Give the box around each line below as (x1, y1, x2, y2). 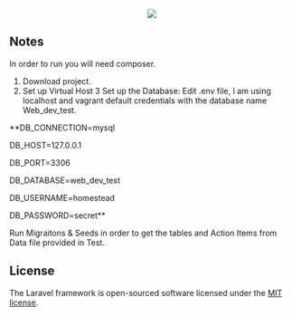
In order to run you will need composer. (9, 58, 156, 69)
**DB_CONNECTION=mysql (9, 122, 116, 133)
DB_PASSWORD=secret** (9, 209, 106, 221)
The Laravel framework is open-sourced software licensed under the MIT (9, 287, 283, 298)
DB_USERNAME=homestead (9, 192, 116, 203)
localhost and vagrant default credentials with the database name (22, 95, 268, 106)
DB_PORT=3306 (9, 157, 71, 168)
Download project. (22, 75, 92, 86)
